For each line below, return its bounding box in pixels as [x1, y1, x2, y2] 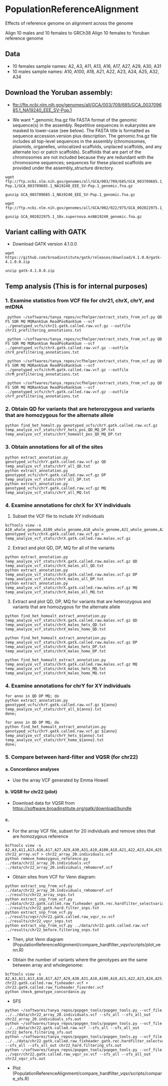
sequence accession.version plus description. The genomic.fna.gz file [12, 133, 157, 139]
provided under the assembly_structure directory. [12, 165, 114, 171]
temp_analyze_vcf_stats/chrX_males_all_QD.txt [5, 563, 104, 568]
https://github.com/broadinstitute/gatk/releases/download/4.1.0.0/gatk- [5, 255, 162, 260]
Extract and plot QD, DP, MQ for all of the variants [12, 545, 115, 551]
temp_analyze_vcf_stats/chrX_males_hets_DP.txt [5, 644, 106, 649]
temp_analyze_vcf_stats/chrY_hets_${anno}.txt [5, 733, 104, 738]
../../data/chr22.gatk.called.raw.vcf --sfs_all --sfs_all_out [5, 1025, 140, 1030]
